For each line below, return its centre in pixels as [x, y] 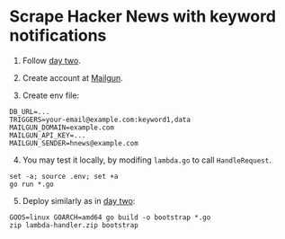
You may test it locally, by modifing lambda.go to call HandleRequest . [147, 160]
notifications [58, 35]
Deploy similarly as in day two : [79, 200]
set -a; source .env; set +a [64, 176]
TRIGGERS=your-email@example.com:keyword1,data [100, 119]
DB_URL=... [30, 111]
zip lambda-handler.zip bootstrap [74, 225]
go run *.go [31, 184]
